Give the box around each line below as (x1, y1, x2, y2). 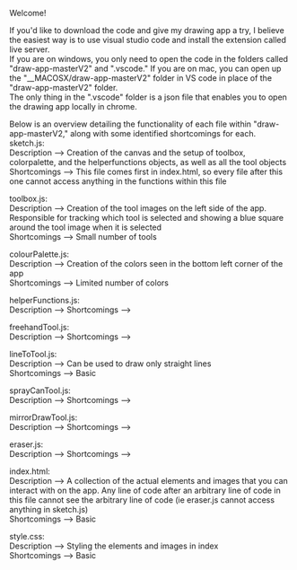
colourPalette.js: (9, 249, 70, 259)
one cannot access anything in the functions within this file (9, 176, 227, 187)
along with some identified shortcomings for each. (70, 128, 257, 138)
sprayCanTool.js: (9, 385, 72, 396)
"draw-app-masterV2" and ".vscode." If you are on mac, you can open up (9, 63, 282, 74)
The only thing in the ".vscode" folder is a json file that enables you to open (9, 92, 287, 102)
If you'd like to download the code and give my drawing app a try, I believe (9, 25, 284, 35)
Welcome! (9, 8, 47, 18)
